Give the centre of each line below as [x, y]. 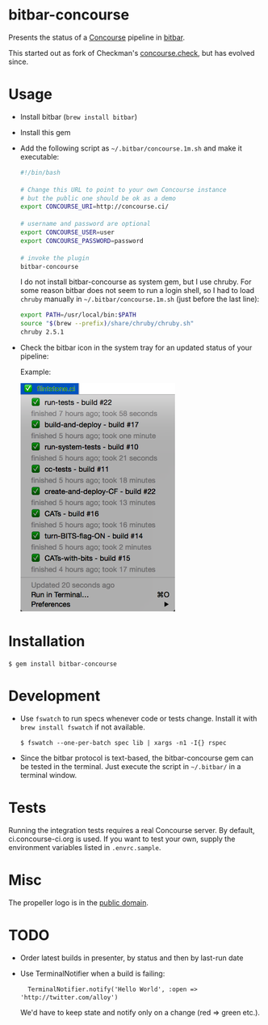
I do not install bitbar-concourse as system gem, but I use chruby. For [136, 282]
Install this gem [45, 132]
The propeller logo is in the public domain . [79, 902]
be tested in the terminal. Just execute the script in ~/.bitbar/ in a [130, 766]
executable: [40, 156]
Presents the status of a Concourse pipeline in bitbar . [97, 37]
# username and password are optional [85, 224]
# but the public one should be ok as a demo [98, 198]
